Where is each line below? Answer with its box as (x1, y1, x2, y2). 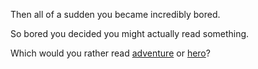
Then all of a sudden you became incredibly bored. (10, 9, 221, 20)
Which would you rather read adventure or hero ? (10, 47, 211, 59)
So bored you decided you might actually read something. (10, 28, 250, 39)
